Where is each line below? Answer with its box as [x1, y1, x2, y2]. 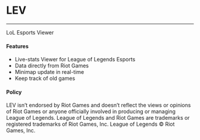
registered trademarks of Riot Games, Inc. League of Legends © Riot [6, 120, 175, 128]
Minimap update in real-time [14, 69, 85, 76]
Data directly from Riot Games [14, 62, 89, 69]
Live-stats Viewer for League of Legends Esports [14, 56, 136, 63]
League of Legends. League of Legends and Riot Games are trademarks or [6, 114, 190, 122]
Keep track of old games [14, 75, 76, 82]
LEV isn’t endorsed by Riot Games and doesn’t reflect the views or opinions [6, 102, 191, 109]
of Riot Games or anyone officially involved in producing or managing [6, 108, 176, 115]
